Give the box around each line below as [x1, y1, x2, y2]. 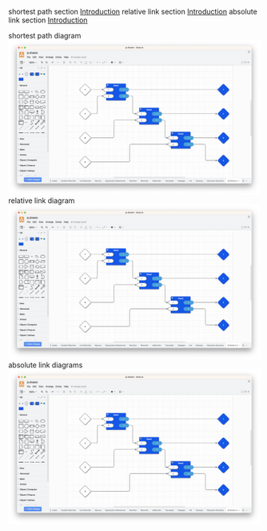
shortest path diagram [8, 31, 82, 40]
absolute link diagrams [8, 360, 83, 370]
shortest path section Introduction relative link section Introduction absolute [8, 7, 257, 16]
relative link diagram [8, 196, 75, 205]
